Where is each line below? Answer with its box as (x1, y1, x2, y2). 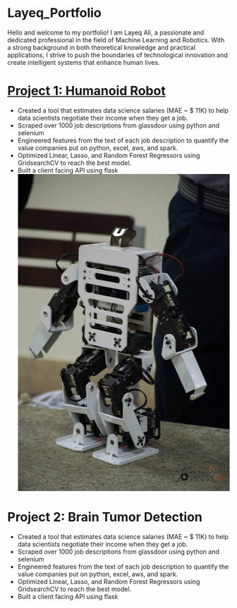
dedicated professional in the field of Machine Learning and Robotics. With (7, 35, 225, 44)
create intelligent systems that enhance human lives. (7, 58, 160, 66)
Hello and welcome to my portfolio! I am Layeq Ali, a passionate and (7, 28, 205, 37)
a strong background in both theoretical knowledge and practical (7, 43, 196, 51)
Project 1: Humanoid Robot (7, 83, 166, 99)
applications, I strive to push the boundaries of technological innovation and (7, 51, 228, 59)
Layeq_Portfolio (7, 5, 102, 21)
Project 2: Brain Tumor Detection (7, 509, 203, 526)
